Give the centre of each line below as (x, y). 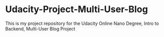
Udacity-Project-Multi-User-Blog (77, 9)
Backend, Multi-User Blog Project (40, 28)
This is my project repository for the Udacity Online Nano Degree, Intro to (82, 23)
